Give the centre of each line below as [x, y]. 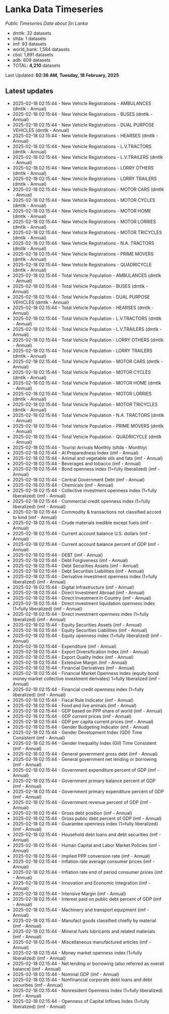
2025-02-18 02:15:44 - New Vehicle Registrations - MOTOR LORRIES [84, 222]
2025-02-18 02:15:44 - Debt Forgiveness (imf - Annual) [70, 560]
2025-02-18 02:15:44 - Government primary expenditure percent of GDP [88, 791]
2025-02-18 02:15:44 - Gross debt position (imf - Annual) [72, 813]
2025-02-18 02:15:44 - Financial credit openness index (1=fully [78, 689]
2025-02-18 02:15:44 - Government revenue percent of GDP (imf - [82, 802]
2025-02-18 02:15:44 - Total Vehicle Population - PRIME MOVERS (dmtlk [88, 426]
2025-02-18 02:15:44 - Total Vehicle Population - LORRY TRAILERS [82, 351]
